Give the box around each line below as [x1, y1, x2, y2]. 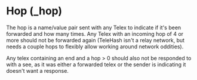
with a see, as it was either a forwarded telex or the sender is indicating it [6, 61, 186, 68]
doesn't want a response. [6, 67, 69, 74]
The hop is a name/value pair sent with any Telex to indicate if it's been [6, 24, 181, 31]
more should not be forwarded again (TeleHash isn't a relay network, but [6, 36, 185, 44]
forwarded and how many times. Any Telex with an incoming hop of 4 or [6, 30, 184, 37]
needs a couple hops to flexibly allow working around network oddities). [6, 43, 184, 50]
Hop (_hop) [6, 4, 63, 18]
